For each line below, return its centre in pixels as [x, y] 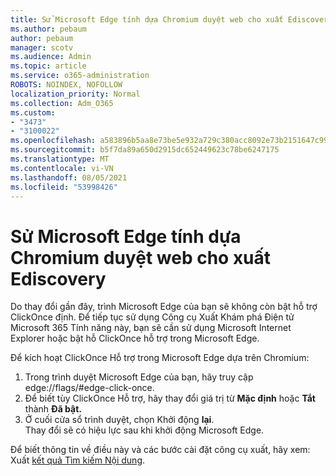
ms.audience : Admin [51, 57]
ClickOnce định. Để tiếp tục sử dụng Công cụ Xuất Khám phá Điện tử [152, 317]
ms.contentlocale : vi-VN [62, 168]
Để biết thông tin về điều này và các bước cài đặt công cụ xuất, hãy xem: [160, 450]
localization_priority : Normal [75, 94]
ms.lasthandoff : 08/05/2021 [69, 177]
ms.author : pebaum [48, 29]
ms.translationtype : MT [60, 159]
